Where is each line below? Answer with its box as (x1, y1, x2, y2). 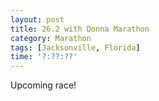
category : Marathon (10, 33, 92, 43)
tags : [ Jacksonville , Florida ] (10, 42, 141, 53)
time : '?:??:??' (10, 52, 78, 62)
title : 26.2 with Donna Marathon (10, 24, 150, 34)
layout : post (10, 14, 65, 25)
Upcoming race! (10, 79, 77, 91)
